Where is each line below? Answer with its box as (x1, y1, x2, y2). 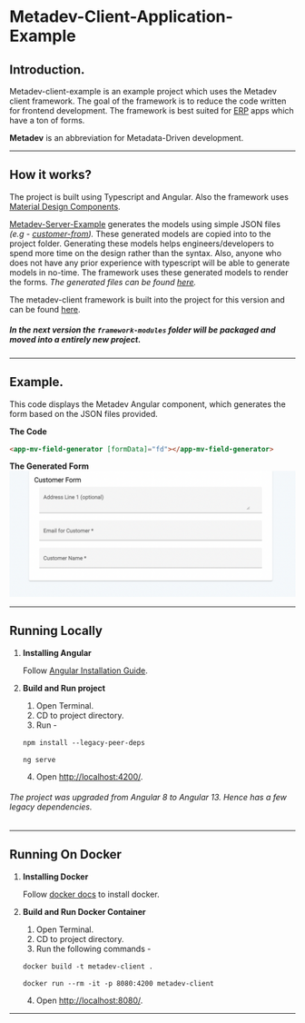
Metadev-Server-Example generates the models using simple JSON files (9, 218, 281, 229)
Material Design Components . (9, 201, 121, 212)
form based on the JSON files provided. (9, 408, 158, 419)
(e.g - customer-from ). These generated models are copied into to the (9, 228, 271, 239)
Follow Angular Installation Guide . (22, 665, 148, 676)
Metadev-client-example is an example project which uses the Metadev (9, 86, 277, 96)
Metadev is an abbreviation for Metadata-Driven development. (9, 133, 244, 143)
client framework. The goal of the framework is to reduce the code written (9, 95, 287, 106)
